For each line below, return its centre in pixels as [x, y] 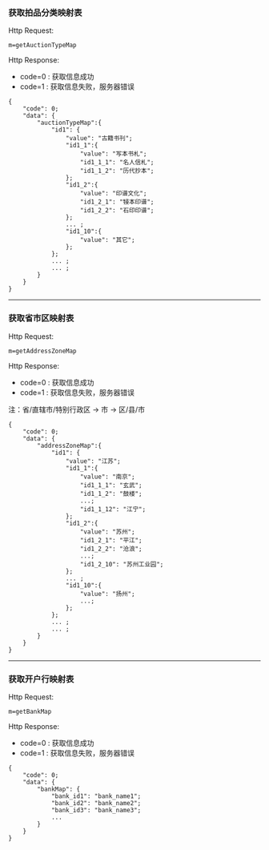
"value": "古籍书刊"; [99, 139]
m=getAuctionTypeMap [43, 46]
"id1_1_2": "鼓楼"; [111, 493]
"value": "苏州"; [107, 532]
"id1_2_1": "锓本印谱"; [117, 202]
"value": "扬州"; [107, 594]
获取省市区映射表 [41, 318]
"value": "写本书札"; [113, 154]
